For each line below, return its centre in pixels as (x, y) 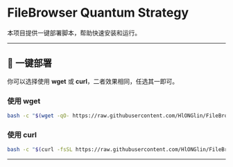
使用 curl (22, 134)
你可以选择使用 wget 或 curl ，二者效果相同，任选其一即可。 (93, 81)
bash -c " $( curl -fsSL (40, 150)
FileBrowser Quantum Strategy (98, 13)
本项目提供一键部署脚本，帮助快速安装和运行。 (74, 33)
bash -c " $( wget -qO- (38, 116)
